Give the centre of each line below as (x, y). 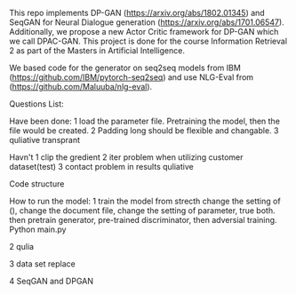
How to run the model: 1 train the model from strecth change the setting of (145, 201)
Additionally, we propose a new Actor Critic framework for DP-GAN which (144, 32)
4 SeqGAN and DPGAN (51, 281)
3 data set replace (42, 264)
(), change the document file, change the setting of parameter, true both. (142, 211)
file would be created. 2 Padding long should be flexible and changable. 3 (144, 131)
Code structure (37, 184)
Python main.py (38, 229)
